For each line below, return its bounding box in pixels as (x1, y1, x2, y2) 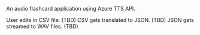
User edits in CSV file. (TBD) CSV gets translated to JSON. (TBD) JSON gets (6, 17, 195, 23)
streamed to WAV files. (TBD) (6, 23, 79, 30)
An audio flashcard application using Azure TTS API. (6, 5, 136, 12)
